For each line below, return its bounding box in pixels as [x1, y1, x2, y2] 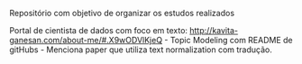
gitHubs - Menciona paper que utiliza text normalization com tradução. [9, 44, 273, 55]
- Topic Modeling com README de [164, 35, 293, 45]
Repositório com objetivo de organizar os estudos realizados [9, 8, 235, 18]
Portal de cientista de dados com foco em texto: [9, 25, 188, 35]
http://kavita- [188, 25, 239, 35]
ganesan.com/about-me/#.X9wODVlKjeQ [9, 35, 163, 45]
